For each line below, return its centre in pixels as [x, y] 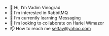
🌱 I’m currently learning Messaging [45, 18]
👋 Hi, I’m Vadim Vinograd [35, 8]
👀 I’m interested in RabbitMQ [39, 13]
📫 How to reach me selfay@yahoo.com [50, 28]
